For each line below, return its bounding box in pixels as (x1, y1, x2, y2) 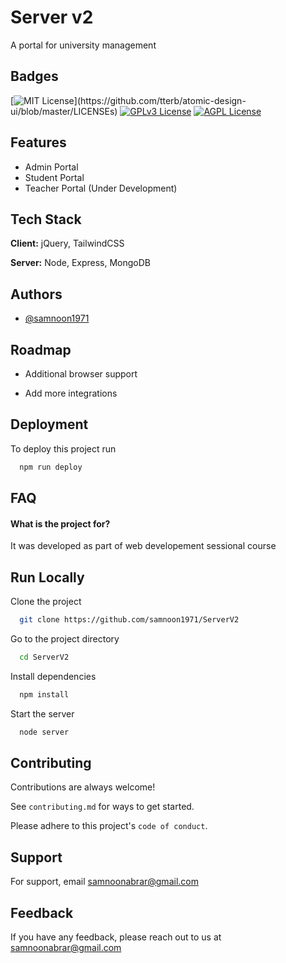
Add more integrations (24, 387, 118, 399)
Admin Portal (24, 161, 79, 173)
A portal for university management (10, 39, 157, 51)
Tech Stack (10, 211, 82, 228)
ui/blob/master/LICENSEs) (10, 105, 118, 117)
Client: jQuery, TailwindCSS (10, 237, 125, 250)
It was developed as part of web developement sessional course (10, 540, 277, 552)
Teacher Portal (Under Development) (24, 182, 178, 194)
